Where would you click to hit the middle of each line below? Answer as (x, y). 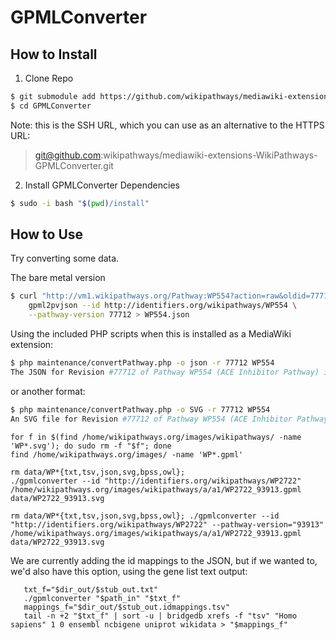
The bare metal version (58, 278)
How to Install (54, 54)
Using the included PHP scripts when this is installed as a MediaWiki (151, 334)
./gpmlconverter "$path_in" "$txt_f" (102, 598)
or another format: (48, 391)
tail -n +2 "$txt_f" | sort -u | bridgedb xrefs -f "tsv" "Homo (160, 616)
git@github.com (68, 155)
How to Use (47, 234)
